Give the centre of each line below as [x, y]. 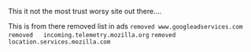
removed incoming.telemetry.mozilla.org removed [92, 35]
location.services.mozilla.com [59, 42]
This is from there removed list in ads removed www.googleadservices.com [125, 26]
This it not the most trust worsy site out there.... [85, 11]
